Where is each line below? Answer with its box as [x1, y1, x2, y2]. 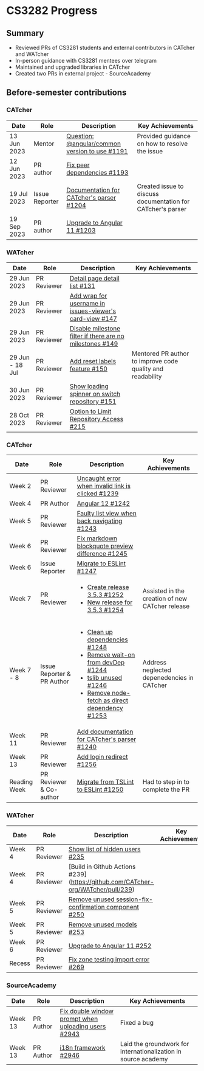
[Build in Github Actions [68, 862, 136, 871]
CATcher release [142, 602, 190, 610]
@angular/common [66, 139, 121, 148]
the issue [137, 147, 163, 155]
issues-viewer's [69, 307, 117, 315]
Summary [6, 28, 44, 38]
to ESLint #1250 [76, 786, 124, 794]
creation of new [142, 595, 188, 603]
